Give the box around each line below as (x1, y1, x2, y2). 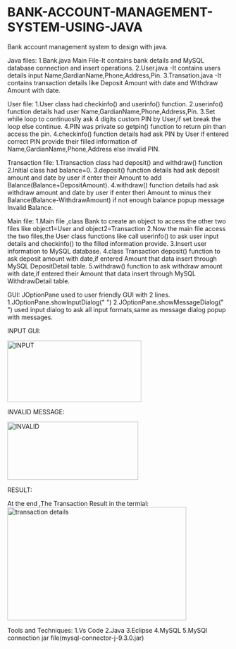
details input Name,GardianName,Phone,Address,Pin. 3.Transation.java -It (7, 71, 222, 80)
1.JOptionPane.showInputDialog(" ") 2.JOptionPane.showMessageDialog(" (7, 297, 224, 307)
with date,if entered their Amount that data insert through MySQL (7, 269, 196, 278)
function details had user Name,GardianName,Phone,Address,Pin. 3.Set (7, 107, 216, 116)
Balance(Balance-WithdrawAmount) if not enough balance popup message (7, 195, 225, 204)
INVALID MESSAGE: (7, 407, 65, 416)
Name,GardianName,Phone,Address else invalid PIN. (7, 144, 161, 153)
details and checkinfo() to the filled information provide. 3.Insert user (7, 239, 207, 247)
